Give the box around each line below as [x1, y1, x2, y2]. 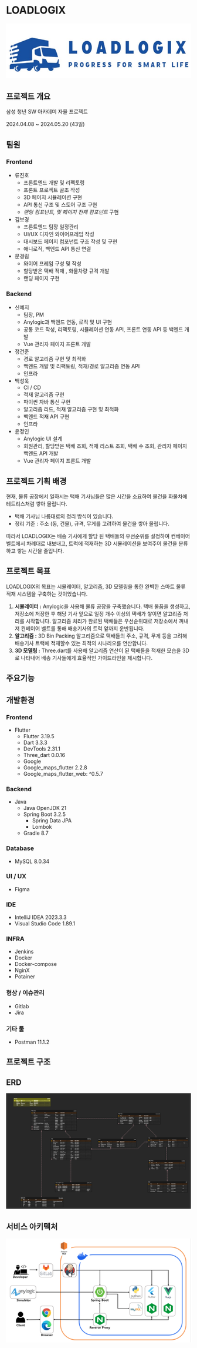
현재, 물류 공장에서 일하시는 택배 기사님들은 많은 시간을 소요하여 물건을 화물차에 [6, 493, 188, 500]
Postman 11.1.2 [14, 1038, 50, 1045]
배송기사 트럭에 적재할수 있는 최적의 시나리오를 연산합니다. [14, 639, 148, 646]
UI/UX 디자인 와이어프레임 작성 [23, 230, 95, 237]
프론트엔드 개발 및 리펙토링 [23, 179, 85, 186]
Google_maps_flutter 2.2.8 [23, 763, 88, 771]
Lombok [32, 824, 52, 831]
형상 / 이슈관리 [6, 989, 45, 997]
